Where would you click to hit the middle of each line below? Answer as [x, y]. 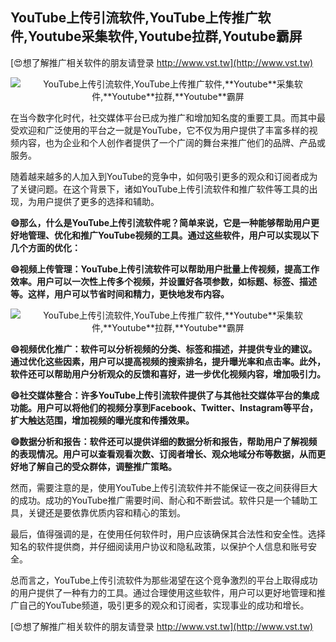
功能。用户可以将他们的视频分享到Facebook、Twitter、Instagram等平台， [164, 407]
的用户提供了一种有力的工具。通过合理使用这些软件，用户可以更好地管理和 [163, 592]
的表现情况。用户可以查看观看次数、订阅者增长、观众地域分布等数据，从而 [163, 454]
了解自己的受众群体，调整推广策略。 [102, 466]
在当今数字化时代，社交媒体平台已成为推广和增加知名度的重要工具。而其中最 [168, 117]
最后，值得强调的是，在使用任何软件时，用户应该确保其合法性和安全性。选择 [168, 534]
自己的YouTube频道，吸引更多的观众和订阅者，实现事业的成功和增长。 [164, 605]
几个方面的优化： [45, 247]
